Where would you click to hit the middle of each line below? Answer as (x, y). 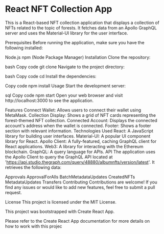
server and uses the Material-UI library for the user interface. (67, 33)
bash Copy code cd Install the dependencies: (51, 76)
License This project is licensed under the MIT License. (61, 202)
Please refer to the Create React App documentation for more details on (78, 221)
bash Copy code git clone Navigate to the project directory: (65, 67)
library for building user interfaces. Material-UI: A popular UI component (78, 136)
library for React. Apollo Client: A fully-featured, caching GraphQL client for (81, 141)
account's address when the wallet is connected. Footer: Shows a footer (78, 126)
